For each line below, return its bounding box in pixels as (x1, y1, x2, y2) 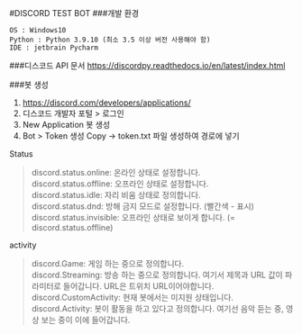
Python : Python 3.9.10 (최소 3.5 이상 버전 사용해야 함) (9, 35, 211, 44)
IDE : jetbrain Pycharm (9, 43, 99, 52)
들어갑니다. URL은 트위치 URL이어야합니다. (62, 281, 215, 291)
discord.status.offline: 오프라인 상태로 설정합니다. (31, 178, 209, 189)
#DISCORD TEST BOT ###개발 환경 (9, 8, 140, 18)
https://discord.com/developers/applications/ (22, 97, 191, 108)
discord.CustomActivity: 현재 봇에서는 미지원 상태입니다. (31, 292, 234, 302)
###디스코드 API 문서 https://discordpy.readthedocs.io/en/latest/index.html (9, 60, 286, 70)
